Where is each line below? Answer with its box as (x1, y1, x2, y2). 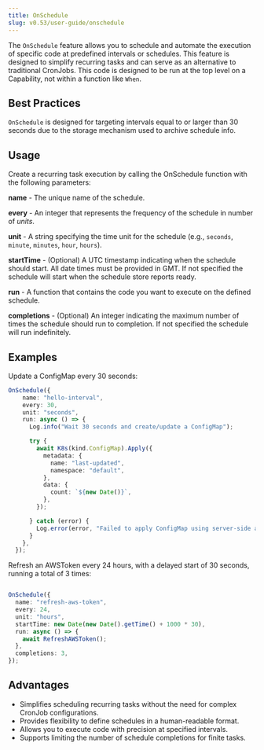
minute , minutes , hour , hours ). (8, 241, 102, 250)
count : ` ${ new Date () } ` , (49, 488, 132, 496)
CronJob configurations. (19, 708, 99, 717)
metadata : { (42, 451, 82, 460)
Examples (8, 351, 57, 364)
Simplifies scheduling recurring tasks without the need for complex (19, 699, 237, 708)
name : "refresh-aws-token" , (15, 598, 108, 606)
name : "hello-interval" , (22, 394, 104, 402)
